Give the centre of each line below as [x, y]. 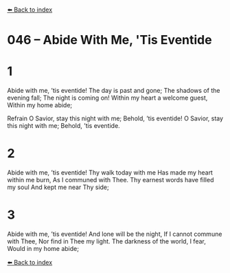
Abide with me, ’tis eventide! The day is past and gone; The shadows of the [114, 91]
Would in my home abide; [43, 249]
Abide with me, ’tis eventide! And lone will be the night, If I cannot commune [115, 234]
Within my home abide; [40, 105]
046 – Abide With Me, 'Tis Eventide [110, 40]
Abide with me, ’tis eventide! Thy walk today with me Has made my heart [110, 173]
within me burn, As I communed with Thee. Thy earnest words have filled [111, 180]
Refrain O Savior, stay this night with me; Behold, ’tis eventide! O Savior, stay [115, 118]
